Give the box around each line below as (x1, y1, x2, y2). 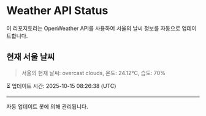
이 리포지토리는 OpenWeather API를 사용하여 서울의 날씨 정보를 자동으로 (6, 24, 181, 32)
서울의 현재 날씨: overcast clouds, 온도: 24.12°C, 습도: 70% (21, 69, 166, 76)
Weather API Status (6, 4, 109, 18)
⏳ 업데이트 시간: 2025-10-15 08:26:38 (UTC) (6, 82, 116, 89)
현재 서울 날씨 (6, 52, 55, 62)
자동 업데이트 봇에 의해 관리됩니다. (6, 103, 88, 110)
